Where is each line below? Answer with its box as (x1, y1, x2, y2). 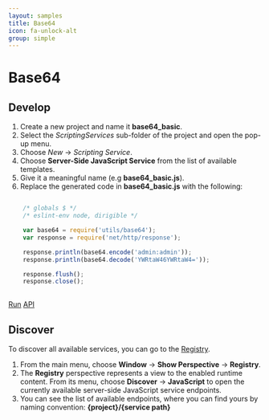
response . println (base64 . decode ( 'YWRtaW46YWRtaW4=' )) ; (22, 255, 210, 263)
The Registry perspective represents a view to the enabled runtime (19, 368, 243, 377)
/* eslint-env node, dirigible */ (22, 212, 138, 220)
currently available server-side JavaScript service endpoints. (19, 385, 222, 394)
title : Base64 (8, 19, 56, 27)
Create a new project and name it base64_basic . (19, 122, 183, 132)
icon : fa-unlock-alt (8, 27, 78, 35)
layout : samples (8, 11, 63, 20)
